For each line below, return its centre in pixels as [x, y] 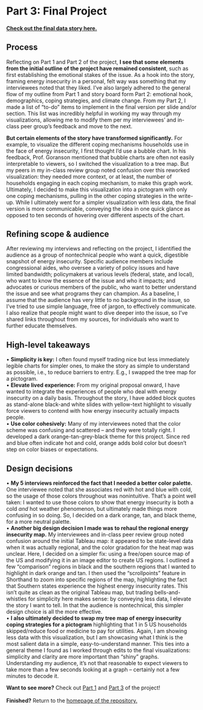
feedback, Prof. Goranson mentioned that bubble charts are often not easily [100, 157]
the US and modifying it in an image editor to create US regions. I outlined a [100, 560]
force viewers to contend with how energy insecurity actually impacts [93, 411]
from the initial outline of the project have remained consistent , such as [97, 68]
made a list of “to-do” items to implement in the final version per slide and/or [101, 107]
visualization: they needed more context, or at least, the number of [89, 176]
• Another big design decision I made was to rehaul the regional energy [98, 528]
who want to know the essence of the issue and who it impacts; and [91, 281]
